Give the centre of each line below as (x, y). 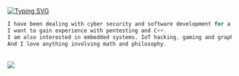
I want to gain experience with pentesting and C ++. (87, 31)
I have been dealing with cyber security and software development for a (119, 24)
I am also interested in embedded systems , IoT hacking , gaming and (111, 37)
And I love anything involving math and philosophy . (87, 44)
